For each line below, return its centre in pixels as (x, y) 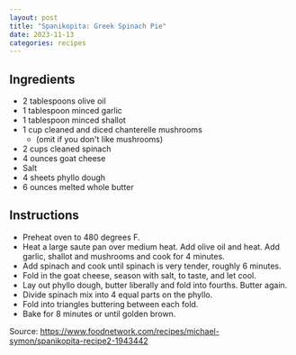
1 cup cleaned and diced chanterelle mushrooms (112, 130)
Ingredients (42, 79)
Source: (24, 331)
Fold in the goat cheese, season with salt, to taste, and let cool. (139, 275)
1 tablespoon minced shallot (74, 120)
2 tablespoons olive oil (64, 101)
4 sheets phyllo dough (64, 177)
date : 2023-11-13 (42, 34)
